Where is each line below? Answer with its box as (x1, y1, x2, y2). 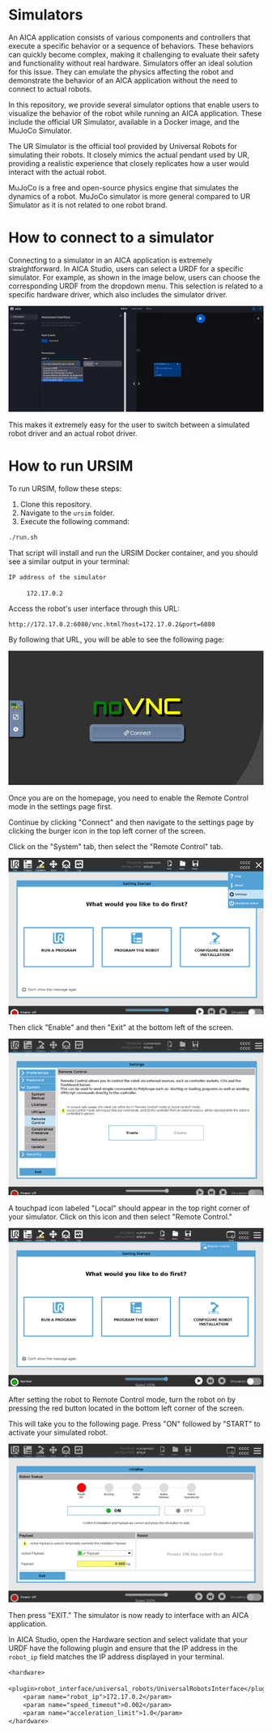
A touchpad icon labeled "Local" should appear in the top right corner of (8, 1203, 250, 1213)
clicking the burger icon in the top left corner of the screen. (8, 826, 206, 836)
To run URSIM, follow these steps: (8, 484, 121, 493)
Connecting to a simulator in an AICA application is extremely (8, 255, 213, 265)
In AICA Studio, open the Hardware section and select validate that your (8, 1634, 249, 1644)
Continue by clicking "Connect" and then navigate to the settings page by (8, 817, 254, 827)
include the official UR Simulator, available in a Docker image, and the (8, 117, 240, 126)
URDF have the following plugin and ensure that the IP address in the (8, 1643, 238, 1653)
